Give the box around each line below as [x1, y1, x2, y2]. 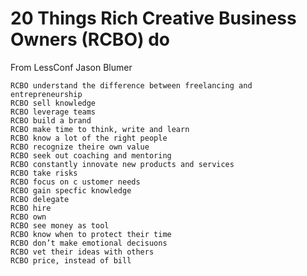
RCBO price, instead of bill [10, 255, 132, 266]
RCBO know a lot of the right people [10, 133, 168, 143]
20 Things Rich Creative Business [10, 7, 297, 30]
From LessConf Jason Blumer [10, 61, 133, 73]
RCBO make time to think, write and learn [10, 124, 190, 134]
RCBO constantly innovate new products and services [10, 159, 235, 169]
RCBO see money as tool [10, 220, 110, 231]
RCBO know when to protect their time [10, 229, 172, 239]
